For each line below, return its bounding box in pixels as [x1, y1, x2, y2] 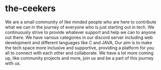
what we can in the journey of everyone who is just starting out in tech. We [5, 24, 155, 30]
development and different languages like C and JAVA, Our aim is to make [5, 39, 152, 45]
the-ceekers [5, 3, 56, 14]
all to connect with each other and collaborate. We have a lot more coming [5, 50, 154, 56]
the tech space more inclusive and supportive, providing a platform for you [5, 45, 154, 51]
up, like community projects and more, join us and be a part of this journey [5, 55, 154, 61]
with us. [5, 60, 21, 66]
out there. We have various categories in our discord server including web [5, 35, 153, 40]
